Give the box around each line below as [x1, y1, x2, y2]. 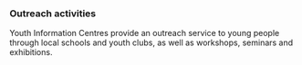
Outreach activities [9, 7, 97, 20]
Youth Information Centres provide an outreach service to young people [9, 28, 280, 39]
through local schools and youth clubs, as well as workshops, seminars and [9, 37, 294, 48]
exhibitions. [9, 47, 53, 58]
